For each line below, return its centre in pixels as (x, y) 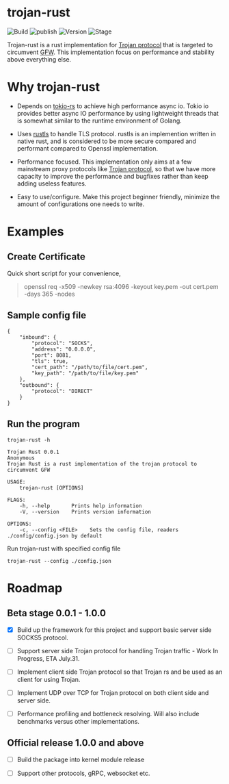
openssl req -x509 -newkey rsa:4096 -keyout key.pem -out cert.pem (121, 286)
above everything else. (39, 59)
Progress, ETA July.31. (48, 658)
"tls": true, (50, 361)
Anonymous (21, 458)
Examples (36, 232)
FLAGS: (16, 500)
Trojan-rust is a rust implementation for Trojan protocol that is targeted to (110, 45)
